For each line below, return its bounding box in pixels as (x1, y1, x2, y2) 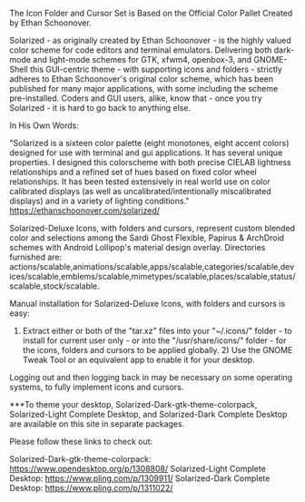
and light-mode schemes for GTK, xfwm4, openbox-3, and (33, 54, 252, 64)
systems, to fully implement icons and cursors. (9, 381, 184, 392)
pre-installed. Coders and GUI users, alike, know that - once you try (9, 93, 263, 103)
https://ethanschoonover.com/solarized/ (9, 205, 161, 216)
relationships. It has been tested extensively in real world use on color (9, 176, 271, 187)
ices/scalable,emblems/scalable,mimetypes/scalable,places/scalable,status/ (9, 271, 296, 281)
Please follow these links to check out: (9, 436, 153, 447)
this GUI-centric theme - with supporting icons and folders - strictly (30, 64, 283, 74)
